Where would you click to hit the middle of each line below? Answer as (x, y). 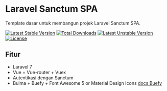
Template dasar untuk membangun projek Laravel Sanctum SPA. (73, 23)
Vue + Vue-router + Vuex (39, 72)
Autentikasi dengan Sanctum (43, 78)
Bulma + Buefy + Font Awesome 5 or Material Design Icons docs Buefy (87, 83)
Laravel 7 (22, 66)
